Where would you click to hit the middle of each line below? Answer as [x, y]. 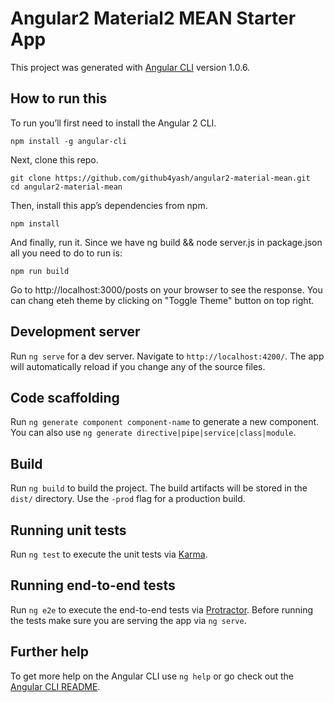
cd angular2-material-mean [66, 187]
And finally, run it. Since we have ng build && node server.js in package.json [166, 242]
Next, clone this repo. [54, 159]
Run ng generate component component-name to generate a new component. [165, 422]
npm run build [40, 271]
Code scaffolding [65, 397]
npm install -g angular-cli [69, 141]
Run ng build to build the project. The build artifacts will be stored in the [159, 488]
